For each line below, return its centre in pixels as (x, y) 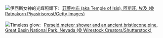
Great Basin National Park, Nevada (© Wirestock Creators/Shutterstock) (78, 30)
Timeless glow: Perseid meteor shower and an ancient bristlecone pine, (84, 25)
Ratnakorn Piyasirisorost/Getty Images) (45, 14)
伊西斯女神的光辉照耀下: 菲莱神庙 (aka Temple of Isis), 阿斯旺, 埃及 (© (82, 8)
